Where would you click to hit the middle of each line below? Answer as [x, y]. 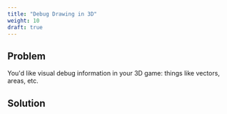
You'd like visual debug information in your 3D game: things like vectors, [113, 73]
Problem [27, 56]
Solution [26, 103]
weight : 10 [24, 21]
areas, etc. [23, 81]
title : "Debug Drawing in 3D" [52, 14]
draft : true [25, 27]
